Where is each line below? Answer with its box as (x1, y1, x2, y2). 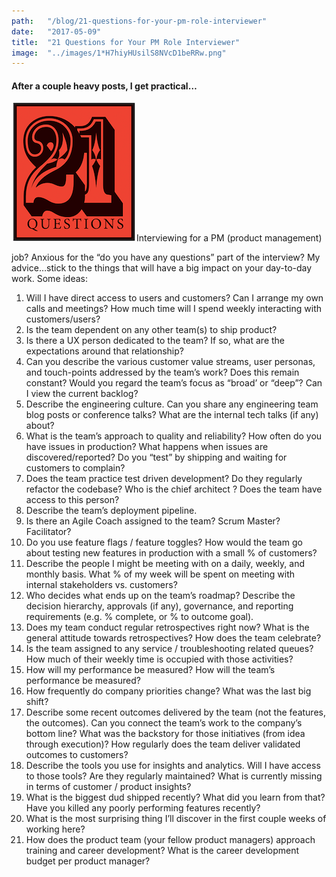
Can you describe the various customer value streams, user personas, (25, 356, 316, 368)
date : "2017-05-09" (11, 26, 102, 37)
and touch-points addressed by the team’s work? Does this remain (25, 366, 300, 379)
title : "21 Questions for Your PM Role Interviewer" (11, 37, 241, 47)
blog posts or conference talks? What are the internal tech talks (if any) (25, 409, 319, 421)
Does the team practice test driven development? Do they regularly (25, 473, 303, 485)
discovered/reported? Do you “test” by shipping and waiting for (25, 451, 288, 464)
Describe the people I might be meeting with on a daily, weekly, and (25, 558, 305, 570)
